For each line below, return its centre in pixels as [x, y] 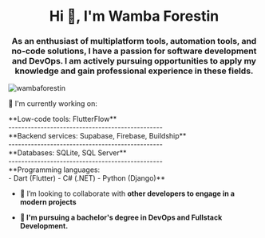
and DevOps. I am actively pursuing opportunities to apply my [134, 61]
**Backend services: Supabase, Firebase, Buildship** [97, 136]
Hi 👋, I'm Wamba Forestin [134, 16]
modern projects [48, 202]
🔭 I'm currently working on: [53, 103]
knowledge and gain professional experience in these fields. [134, 71]
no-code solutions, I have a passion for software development [134, 51]
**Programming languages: [54, 170]
